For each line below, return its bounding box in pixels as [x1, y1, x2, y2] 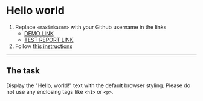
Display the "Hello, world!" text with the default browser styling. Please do [6, 82, 191, 89]
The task [6, 66, 40, 76]
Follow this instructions [14, 43, 73, 50]
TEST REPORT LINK [24, 36, 74, 43]
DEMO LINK [24, 29, 54, 37]
